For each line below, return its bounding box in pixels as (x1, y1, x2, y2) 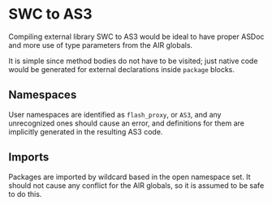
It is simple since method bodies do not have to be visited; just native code (8, 56, 258, 66)
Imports (8, 151, 50, 164)
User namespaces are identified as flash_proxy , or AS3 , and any (8, 109, 222, 119)
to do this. (8, 189, 42, 199)
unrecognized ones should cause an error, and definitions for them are (8, 118, 245, 128)
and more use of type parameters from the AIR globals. (8, 40, 193, 49)
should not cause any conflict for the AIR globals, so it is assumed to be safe (8, 180, 265, 190)
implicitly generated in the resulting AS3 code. (8, 126, 163, 136)
